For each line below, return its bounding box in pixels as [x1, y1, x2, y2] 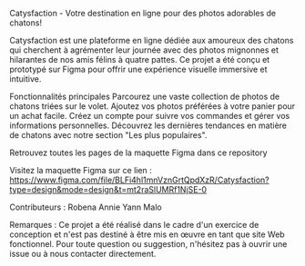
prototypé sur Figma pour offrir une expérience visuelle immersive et [9, 64, 268, 74]
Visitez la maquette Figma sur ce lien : [9, 165, 152, 175]
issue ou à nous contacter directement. [9, 249, 157, 259]
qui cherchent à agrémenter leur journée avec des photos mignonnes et [9, 44, 280, 55]
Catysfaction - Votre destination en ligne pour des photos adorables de [9, 8, 277, 18]
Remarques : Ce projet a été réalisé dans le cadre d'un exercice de [9, 220, 259, 230]
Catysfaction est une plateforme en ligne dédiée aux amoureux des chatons [9, 35, 294, 45]
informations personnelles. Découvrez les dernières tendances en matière [9, 120, 288, 131]
